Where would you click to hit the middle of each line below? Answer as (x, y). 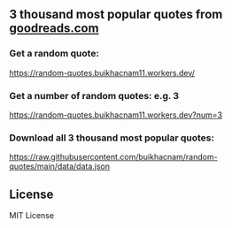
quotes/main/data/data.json (60, 166)
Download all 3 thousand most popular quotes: (112, 138)
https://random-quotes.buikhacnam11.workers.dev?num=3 (116, 115)
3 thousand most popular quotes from (116, 15)
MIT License (32, 216)
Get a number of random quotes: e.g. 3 (94, 95)
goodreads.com (54, 29)
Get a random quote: (54, 54)
